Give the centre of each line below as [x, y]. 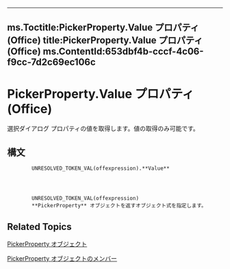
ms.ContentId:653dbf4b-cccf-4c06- [123, 52]
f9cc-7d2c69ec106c [51, 62]
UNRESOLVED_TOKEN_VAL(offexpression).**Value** [101, 168]
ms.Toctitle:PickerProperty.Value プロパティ [103, 28]
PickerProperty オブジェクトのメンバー [62, 258]
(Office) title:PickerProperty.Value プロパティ [105, 41]
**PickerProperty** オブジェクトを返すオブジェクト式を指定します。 [119, 206]
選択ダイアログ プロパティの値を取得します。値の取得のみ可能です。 [103, 129]
